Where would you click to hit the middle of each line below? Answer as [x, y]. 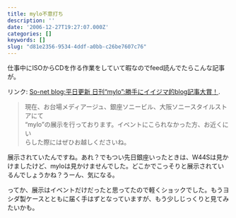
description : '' [31, 21]
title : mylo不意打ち [35, 14]
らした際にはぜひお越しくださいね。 [77, 142]
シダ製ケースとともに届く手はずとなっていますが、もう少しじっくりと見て [115, 199]
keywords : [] [26, 40]
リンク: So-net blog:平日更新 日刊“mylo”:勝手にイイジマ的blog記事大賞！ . [114, 92]
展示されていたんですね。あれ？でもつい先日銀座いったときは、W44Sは [112, 157]
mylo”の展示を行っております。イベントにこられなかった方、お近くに [128, 124]
